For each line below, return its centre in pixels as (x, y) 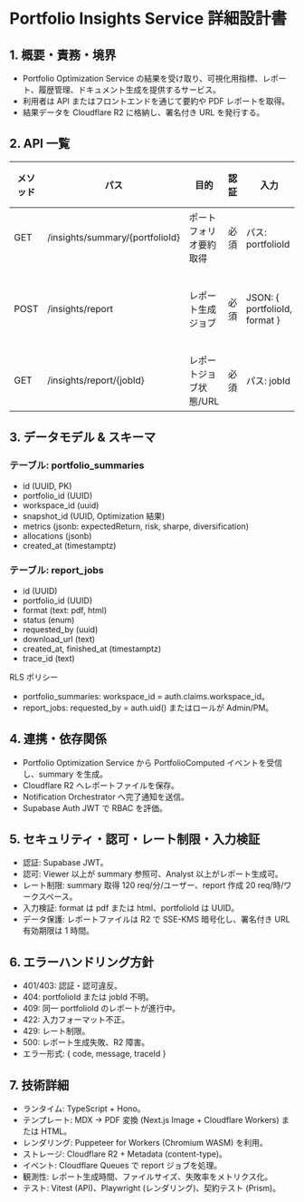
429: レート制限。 (56, 1031)
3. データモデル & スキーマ (83, 438)
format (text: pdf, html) (65, 610)
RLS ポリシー (34, 677)
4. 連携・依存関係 (58, 739)
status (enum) (48, 620)
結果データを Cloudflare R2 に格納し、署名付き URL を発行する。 (143, 112)
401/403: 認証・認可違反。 (72, 986)
